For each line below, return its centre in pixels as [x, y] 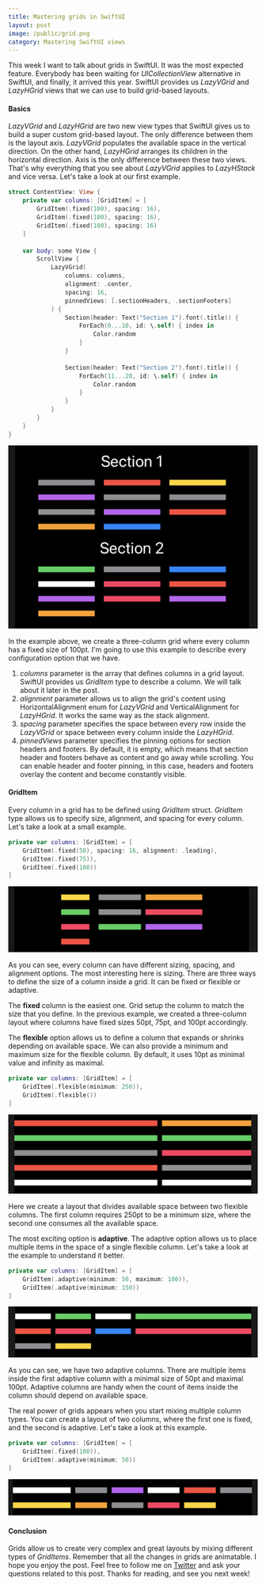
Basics [20, 108]
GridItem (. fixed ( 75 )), [60, 859]
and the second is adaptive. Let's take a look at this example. [108, 1428]
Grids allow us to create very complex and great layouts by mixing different [131, 1549]
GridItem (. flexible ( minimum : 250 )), [83, 1087]
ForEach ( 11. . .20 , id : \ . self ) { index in [148, 376]
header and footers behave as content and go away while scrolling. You [137, 757]
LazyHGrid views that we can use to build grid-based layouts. [109, 90]
